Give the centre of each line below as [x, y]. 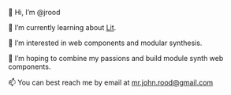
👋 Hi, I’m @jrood [34, 12]
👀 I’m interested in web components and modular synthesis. [105, 43]
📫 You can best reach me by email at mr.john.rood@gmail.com [111, 82]
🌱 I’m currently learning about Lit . [62, 27]
